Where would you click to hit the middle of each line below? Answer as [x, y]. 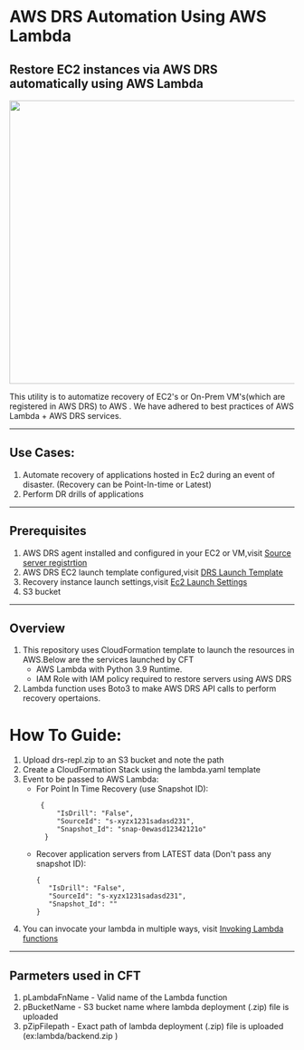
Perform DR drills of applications [83, 494]
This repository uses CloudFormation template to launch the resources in [158, 650]
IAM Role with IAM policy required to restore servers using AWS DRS [164, 679]
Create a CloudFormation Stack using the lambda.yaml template [141, 770]
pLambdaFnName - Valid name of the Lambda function [125, 997]
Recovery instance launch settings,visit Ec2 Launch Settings [135, 581]
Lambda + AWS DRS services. [66, 416]
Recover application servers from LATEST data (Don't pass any [153, 854]
